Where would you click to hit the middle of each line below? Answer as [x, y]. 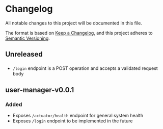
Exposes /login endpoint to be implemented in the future [73, 121]
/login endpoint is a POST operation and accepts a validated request [85, 68]
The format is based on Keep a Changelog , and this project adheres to [79, 33]
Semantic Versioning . [28, 38]
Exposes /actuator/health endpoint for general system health [78, 115]
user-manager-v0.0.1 [40, 90]
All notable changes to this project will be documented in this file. [74, 23]
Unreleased [24, 54]
